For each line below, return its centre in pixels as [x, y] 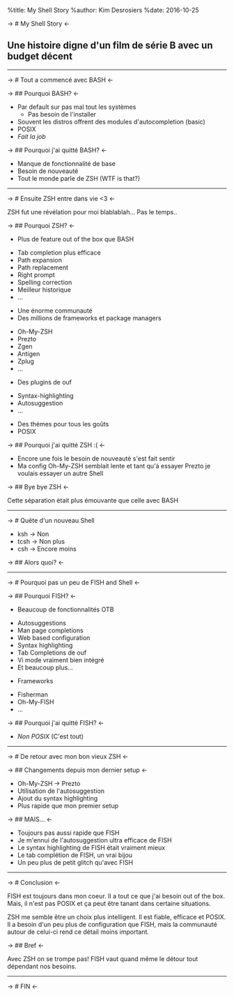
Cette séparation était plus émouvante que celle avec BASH [93, 500]
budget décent [40, 56]
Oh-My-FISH [36, 701]
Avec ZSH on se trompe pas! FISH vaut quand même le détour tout [103, 958]
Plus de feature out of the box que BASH [76, 239]
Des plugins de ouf [44, 382]
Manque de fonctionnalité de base [67, 163]
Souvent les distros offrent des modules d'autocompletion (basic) [111, 121]
